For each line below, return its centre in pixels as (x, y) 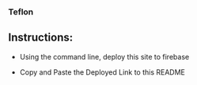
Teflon (21, 12)
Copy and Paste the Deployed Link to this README (102, 72)
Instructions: (41, 38)
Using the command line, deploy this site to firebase (104, 56)
